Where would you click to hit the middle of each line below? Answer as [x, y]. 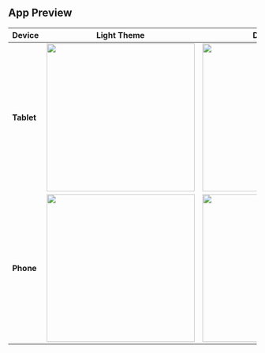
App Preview [40, 13]
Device [26, 35]
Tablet [24, 117]
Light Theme [120, 35]
